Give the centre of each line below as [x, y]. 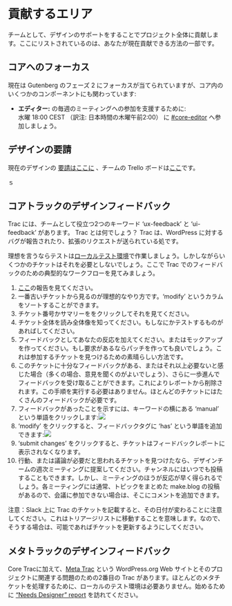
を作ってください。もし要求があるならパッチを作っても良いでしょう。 [117, 348]
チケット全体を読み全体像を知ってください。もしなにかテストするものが [120, 323]
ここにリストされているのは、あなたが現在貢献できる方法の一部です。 [118, 43]
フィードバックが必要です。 [81, 400]
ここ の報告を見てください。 [57, 288]
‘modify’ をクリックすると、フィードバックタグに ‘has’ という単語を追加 [120, 426]
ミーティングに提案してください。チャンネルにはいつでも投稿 [135, 469]
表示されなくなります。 [51, 452]
